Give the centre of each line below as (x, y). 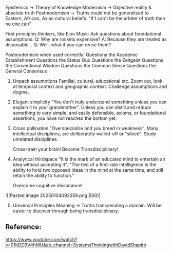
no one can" (18, 24)
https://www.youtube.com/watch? (41, 239)
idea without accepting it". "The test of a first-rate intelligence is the (84, 165)
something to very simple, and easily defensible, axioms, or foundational (89, 113)
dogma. (21, 92)
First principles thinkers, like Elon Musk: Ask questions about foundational (83, 34)
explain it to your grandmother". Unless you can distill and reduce (82, 107)
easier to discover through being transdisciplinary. (66, 211)
